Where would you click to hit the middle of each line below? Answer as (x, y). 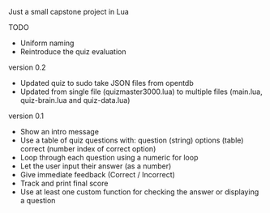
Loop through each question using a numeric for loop (109, 158)
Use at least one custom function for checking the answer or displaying (139, 192)
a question (38, 200)
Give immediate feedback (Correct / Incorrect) (98, 175)
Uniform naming (47, 43)
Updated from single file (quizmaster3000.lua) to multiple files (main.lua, (141, 92)
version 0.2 (27, 67)
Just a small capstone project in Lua (69, 12)
